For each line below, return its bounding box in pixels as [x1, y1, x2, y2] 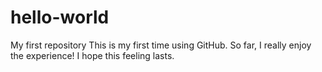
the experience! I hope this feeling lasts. [10, 49, 175, 61]
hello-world [10, 6, 110, 29]
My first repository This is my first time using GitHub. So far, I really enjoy [10, 39, 312, 51]
